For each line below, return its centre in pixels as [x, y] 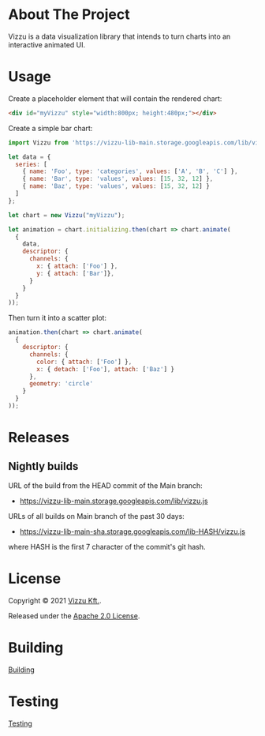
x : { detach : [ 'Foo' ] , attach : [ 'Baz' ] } [106, 369]
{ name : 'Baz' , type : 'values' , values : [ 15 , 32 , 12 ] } [116, 186]
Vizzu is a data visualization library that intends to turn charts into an [119, 36]
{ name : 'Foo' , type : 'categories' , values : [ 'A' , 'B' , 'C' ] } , [130, 171]
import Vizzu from [38, 143]
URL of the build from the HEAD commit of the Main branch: [105, 485]
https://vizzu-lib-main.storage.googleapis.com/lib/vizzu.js [114, 501]
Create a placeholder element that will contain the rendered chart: [115, 98]
